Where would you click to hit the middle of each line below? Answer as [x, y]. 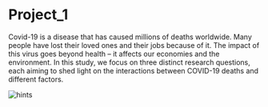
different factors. [36, 79]
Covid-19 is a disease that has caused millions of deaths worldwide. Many [130, 37]
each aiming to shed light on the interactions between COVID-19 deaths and [133, 70]
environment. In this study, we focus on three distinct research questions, [129, 62]
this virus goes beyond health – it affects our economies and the [114, 53]
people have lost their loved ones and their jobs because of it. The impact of [134, 45]
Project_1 [38, 15]
